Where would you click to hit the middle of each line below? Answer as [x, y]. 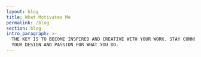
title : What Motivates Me [38, 17]
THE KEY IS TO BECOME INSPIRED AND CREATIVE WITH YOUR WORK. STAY [96, 39]
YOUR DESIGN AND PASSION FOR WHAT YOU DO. [65, 45]
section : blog [24, 28]
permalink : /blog [28, 23]
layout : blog [22, 12]
